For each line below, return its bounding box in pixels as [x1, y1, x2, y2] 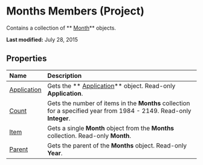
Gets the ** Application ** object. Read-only [47, 82, 176, 90]
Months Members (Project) [6, 4, 145, 18]
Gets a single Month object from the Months [47, 124, 174, 132]
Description [47, 71, 82, 80]
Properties [6, 53, 47, 64]
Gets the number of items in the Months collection [47, 99, 190, 107]
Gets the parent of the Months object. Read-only [47, 141, 187, 149]
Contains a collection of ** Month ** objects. [6, 24, 117, 31]
